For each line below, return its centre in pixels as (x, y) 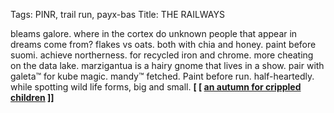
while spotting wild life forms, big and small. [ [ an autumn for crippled (156, 87)
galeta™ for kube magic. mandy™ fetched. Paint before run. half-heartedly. (162, 76)
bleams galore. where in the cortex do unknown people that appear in (154, 33)
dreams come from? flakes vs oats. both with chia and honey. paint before (163, 44)
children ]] (32, 97)
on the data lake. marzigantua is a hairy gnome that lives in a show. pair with (167, 65)
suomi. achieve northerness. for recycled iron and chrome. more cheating (162, 55)
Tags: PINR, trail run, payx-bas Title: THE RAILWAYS (117, 14)
